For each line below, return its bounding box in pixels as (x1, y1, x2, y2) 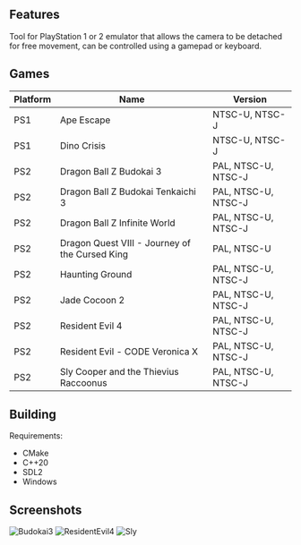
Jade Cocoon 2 (59, 294, 125, 306)
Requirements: (9, 430, 63, 441)
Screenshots (9, 502, 82, 517)
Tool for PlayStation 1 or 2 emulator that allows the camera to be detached (9, 30, 283, 41)
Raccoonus (59, 376, 107, 388)
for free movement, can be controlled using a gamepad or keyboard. (9, 40, 262, 51)
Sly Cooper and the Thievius (59, 365, 179, 378)
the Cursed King (59, 248, 128, 260)
